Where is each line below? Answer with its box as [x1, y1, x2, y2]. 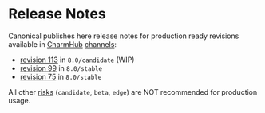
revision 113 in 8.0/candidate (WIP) [19, 55, 135, 64]
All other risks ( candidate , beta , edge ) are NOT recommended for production [8, 87, 258, 96]
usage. [8, 95, 31, 105]
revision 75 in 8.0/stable [19, 72, 102, 81]
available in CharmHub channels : [8, 39, 117, 49]
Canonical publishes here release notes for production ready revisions [8, 31, 239, 41]
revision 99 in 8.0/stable [19, 63, 102, 72]
